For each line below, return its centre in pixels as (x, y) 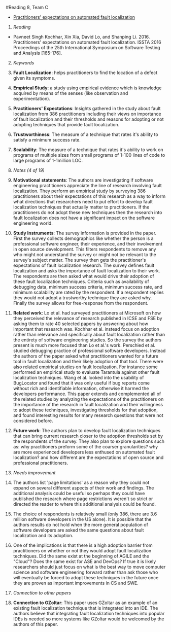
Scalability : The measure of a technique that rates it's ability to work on (88, 150)
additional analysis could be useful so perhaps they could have (79, 493)
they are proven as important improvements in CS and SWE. (76, 583)
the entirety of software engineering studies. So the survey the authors (87, 340)
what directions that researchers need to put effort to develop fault (83, 202)
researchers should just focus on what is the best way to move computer (89, 567)
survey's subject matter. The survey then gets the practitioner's (79, 260)
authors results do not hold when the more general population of (81, 525)
